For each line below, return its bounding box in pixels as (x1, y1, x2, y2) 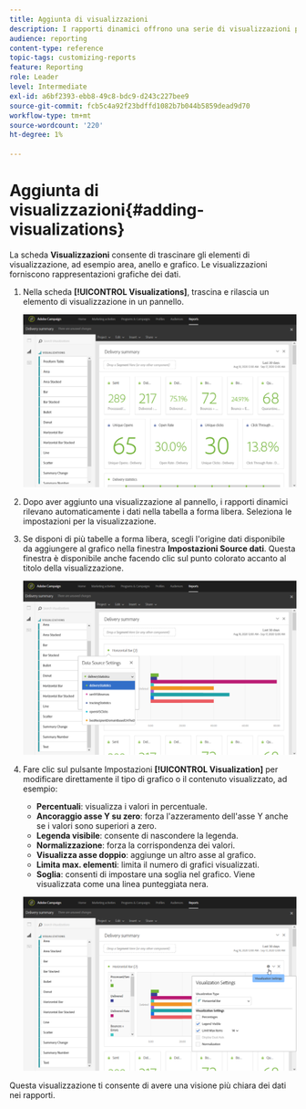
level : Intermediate (9, 82, 88, 91)
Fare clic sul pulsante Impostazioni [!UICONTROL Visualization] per (22, 763, 279, 775)
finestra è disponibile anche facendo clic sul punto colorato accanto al (22, 553, 287, 564)
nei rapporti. (9, 1089, 56, 1100)
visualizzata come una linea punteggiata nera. (36, 878, 209, 889)
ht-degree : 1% (9, 131, 64, 140)
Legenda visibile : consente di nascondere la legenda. (36, 830, 239, 841)
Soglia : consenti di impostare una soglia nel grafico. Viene (36, 868, 256, 880)
